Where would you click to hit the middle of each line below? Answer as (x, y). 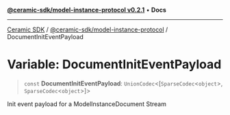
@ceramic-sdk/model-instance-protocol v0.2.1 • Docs (87, 10)
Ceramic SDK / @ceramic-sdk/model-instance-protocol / (88, 29)
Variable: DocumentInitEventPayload (114, 65)
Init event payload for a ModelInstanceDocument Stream (87, 104)
